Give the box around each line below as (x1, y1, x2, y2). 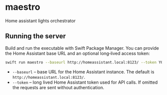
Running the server (5, 32, 66, 40)
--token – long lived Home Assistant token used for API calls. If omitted (12, 79, 158, 85)
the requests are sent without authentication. (12, 84, 104, 90)
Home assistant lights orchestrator (5, 18, 76, 24)
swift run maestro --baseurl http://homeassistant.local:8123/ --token (5, 60, 157, 65)
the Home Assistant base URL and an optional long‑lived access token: (5, 50, 150, 56)
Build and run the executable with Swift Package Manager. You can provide (5, 45, 159, 51)
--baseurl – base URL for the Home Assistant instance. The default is (12, 68, 155, 75)
